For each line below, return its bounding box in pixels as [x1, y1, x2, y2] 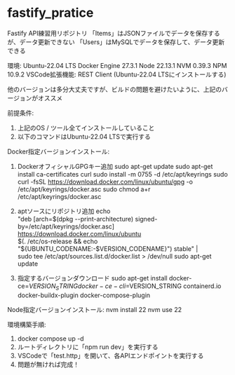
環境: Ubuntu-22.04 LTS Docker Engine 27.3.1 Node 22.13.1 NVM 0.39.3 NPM [7, 61, 227, 69]
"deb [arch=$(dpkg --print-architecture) [17, 214, 134, 223]
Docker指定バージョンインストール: [7, 147, 110, 156]
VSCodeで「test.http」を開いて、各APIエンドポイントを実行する [17, 351, 204, 360]
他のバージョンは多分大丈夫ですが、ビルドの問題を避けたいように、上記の [7, 85, 222, 93]
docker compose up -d [17, 334, 84, 343]
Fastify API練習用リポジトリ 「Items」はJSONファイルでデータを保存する [7, 29, 220, 37]
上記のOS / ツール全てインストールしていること [17, 123, 155, 132]
